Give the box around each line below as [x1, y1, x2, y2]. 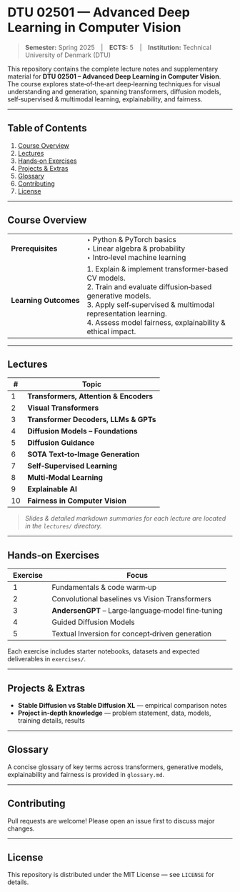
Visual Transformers [27, 403, 99, 413]
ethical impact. [86, 326, 136, 336]
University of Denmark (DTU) [24, 51, 111, 59]
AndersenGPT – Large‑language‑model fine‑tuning [51, 606, 223, 616]
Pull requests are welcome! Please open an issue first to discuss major [7, 816, 215, 825]
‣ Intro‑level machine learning [86, 252, 186, 262]
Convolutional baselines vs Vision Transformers [51, 594, 212, 604]
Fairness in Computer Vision [27, 496, 127, 506]
